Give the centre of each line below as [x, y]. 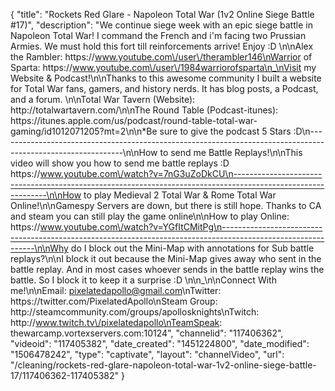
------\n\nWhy [39, 248]
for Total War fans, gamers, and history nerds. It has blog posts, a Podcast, [164, 88]
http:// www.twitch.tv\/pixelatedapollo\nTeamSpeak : [116, 322]
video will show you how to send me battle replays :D [120, 163]
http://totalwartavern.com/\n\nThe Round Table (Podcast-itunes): [144, 110]
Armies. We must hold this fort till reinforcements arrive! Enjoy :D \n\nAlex [162, 46]
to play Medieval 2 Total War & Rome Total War [180, 195]
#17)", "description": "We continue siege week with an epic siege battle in [161, 25]
